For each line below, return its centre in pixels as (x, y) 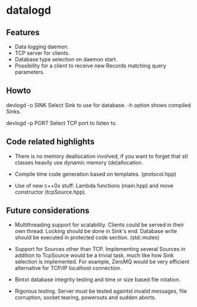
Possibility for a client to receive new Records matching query (90, 66)
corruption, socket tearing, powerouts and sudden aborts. (85, 297)
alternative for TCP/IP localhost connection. (68, 268)
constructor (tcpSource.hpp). (50, 192)
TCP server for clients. (42, 53)
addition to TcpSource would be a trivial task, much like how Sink (94, 255)
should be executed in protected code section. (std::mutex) (87, 238)
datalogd (29, 10)
